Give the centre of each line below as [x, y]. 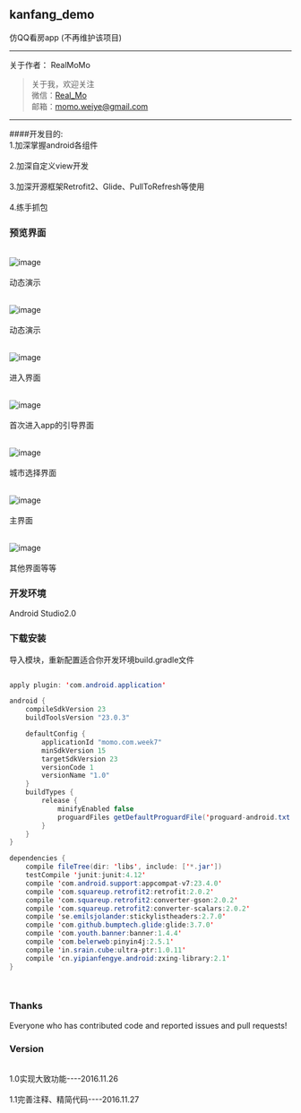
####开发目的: [36, 134]
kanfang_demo [52, 15]
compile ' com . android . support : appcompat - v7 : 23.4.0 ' [124, 883]
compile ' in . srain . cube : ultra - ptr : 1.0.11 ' [106, 950]
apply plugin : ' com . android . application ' [88, 685]
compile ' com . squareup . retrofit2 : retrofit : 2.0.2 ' [120, 892]
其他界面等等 [33, 568]
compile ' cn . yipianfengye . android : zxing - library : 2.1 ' [128, 958]
